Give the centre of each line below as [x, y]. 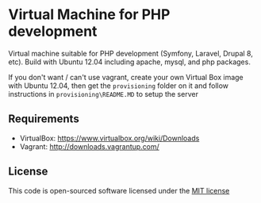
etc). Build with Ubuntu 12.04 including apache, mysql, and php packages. [130, 62]
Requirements [44, 119]
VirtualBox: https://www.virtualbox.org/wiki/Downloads [109, 138]
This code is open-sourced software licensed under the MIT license [119, 190]
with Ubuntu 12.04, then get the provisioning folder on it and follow [118, 86]
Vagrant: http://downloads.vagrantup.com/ [90, 146]
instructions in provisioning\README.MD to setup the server [103, 94]
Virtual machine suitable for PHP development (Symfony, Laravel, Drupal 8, [131, 53]
